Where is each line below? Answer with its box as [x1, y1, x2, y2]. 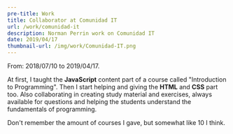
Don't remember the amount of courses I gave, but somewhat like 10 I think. [7, 119, 225, 126]
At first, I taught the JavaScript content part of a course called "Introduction [7, 75, 227, 84]
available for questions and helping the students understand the [7, 98, 192, 105]
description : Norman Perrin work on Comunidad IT [7, 29, 155, 37]
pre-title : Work [7, 10, 55, 17]
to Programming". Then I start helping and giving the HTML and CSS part [7, 83, 218, 91]
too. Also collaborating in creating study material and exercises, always [7, 90, 212, 98]
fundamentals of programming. [7, 105, 97, 113]
